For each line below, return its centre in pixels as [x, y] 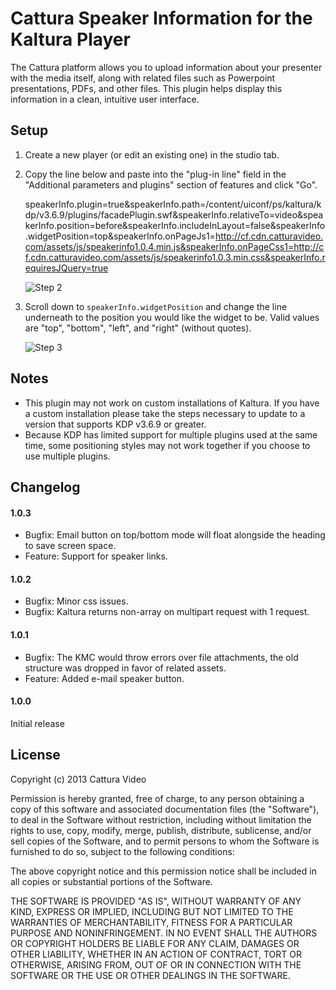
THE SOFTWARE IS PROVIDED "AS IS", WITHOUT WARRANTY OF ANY [156, 901]
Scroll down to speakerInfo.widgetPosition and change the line [156, 306]
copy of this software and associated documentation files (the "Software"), [165, 809]
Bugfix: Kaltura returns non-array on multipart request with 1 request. [167, 612]
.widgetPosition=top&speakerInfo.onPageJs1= [120, 236]
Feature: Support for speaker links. [96, 556]
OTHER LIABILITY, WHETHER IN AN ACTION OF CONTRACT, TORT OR [156, 954]
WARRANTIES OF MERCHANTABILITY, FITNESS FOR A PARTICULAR [151, 922]
